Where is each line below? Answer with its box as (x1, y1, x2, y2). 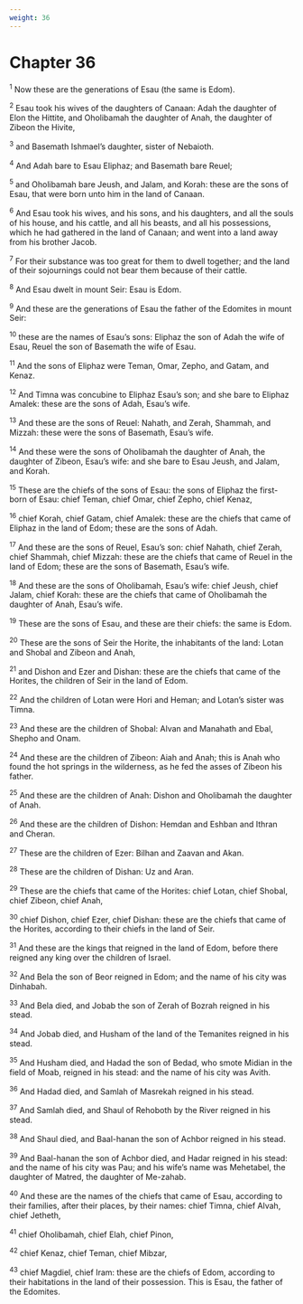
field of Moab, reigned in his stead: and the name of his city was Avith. (9, 1066, 271, 1077)
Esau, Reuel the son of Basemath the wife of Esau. (9, 341, 197, 353)
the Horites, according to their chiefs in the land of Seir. (9, 923, 216, 934)
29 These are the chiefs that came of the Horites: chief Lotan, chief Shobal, (9, 884, 289, 896)
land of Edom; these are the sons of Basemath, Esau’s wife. (9, 561, 230, 572)
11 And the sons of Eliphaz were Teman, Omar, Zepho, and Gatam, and (9, 359, 270, 371)
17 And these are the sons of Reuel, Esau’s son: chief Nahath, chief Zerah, (9, 540, 282, 553)
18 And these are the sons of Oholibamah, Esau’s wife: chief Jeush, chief (9, 578, 279, 591)
